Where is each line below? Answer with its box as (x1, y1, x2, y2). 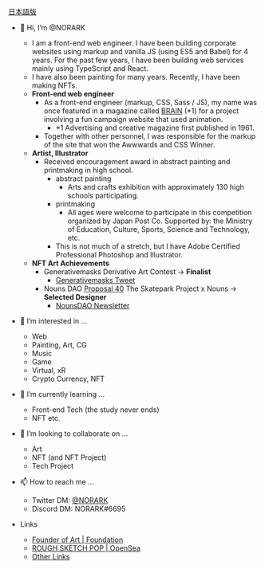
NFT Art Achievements (31, 258, 110, 268)
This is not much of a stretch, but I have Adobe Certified (55, 241, 241, 251)
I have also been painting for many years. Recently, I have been (31, 73, 240, 81)
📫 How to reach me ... (19, 477, 94, 486)
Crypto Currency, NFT (31, 374, 105, 383)
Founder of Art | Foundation (31, 535, 124, 544)
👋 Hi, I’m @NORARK (19, 23, 85, 32)
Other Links (31, 552, 70, 561)
